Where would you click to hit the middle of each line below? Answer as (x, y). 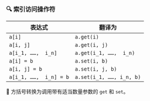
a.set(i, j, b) (96, 69)
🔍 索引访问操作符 (31, 9)
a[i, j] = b (26, 69)
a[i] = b (21, 61)
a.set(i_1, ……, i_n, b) (108, 77)
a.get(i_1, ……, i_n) (105, 53)
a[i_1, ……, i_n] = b (39, 77)
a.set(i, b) (91, 61)
